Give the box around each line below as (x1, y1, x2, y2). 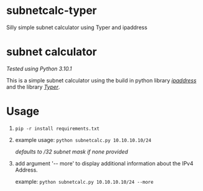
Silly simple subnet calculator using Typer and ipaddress (6, 24, 147, 31)
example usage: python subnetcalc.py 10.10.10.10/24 (15, 136, 151, 143)
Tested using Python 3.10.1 (6, 65, 72, 72)
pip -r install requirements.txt (15, 126, 100, 132)
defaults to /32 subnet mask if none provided (15, 148, 128, 155)
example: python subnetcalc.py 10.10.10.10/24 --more (15, 178, 154, 185)
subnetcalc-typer (6, 4, 97, 18)
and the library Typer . (6, 83, 61, 90)
